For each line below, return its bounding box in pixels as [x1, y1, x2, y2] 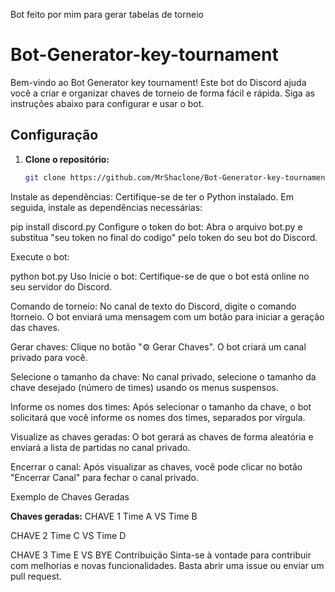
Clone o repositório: [24, 153, 110, 165]
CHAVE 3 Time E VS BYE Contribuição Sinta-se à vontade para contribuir [10, 549, 312, 561]
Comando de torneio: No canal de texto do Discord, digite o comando [10, 300, 297, 312]
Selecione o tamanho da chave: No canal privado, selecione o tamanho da [10, 370, 317, 383]
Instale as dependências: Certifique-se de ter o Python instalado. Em [10, 190, 295, 203]
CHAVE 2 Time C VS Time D [10, 529, 127, 541]
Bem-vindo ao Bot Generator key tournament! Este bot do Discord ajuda [10, 76, 307, 88]
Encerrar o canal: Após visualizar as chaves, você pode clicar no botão [10, 460, 303, 473]
